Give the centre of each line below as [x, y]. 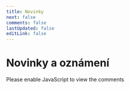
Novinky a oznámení [58, 63]
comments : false [26, 23]
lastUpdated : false [30, 28]
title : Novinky [25, 12]
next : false [21, 17]
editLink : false [26, 34]
